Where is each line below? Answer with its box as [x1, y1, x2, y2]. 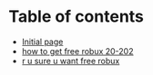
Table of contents [8, 6, 145, 27]
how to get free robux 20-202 [21, 45, 134, 56]
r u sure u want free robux [21, 55, 120, 66]
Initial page [21, 36, 64, 47]
